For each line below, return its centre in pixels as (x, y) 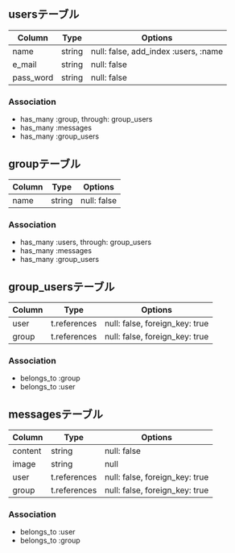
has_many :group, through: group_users (86, 119)
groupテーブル (45, 164)
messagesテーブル (56, 414)
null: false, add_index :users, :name (157, 51)
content (27, 451)
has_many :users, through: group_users (85, 242)
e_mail (25, 64)
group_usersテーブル (62, 287)
